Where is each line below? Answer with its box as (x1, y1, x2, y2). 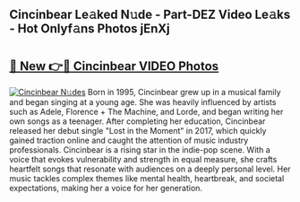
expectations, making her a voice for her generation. (9, 183, 203, 193)
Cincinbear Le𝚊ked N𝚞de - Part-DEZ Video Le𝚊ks (9, 7, 291, 22)
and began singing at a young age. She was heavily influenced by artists (9, 97, 277, 107)
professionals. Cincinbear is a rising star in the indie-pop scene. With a (9, 145, 270, 155)
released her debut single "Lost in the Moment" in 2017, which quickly (9, 126, 267, 136)
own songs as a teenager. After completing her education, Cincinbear (9, 116, 266, 127)
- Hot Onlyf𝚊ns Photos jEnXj (9, 22, 170, 37)
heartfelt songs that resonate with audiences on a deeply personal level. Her (9, 163, 291, 174)
